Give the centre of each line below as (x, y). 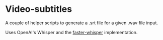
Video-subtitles (38, 9)
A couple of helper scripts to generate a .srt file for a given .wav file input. (82, 23)
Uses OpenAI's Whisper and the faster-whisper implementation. (71, 32)
